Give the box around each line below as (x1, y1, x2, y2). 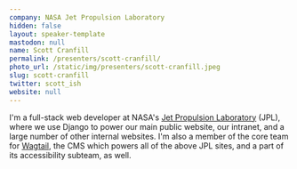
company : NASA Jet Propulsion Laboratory (9, 12, 165, 22)
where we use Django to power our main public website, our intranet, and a (9, 121, 285, 132)
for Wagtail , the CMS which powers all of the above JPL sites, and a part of (9, 140, 285, 151)
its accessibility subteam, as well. (9, 149, 132, 160)
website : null (9, 87, 62, 96)
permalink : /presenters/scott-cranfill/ (9, 54, 162, 63)
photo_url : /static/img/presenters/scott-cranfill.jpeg (9, 63, 221, 72)
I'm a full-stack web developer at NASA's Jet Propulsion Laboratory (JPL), (9, 112, 281, 123)
